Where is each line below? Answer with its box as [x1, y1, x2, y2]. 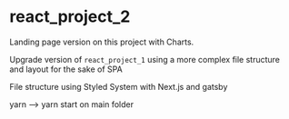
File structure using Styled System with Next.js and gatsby [9, 81, 228, 92]
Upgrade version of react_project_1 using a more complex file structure [9, 54, 280, 64]
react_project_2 [9, 6, 131, 27]
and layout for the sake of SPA [9, 64, 123, 74]
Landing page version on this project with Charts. [9, 36, 194, 47]
